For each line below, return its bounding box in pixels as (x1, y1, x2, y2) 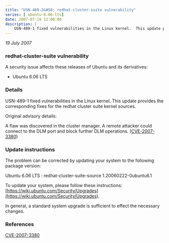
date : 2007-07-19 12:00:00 (5, 17, 62, 22)
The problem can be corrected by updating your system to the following (5, 157, 154, 164)
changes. (5, 208, 25, 214)
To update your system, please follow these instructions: (5, 183, 122, 189)
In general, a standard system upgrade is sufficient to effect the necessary (5, 203, 160, 209)
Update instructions (5, 146, 55, 153)
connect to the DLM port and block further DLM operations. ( (5, 128, 132, 134)
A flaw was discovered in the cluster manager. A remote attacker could (5, 123, 152, 129)
